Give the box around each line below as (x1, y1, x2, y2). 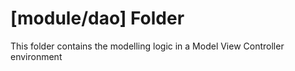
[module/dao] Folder (10, 7, 185, 30)
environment (10, 50, 63, 62)
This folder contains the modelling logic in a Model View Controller (10, 40, 285, 52)
